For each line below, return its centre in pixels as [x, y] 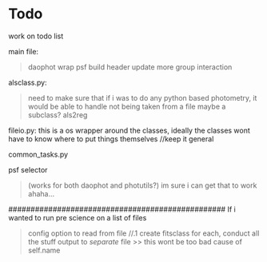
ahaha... [41, 193]
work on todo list [36, 36]
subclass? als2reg [58, 115]
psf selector [28, 169]
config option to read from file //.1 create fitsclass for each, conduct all [143, 233]
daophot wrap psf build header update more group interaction [130, 67]
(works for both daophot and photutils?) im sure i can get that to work [142, 185]
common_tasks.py [38, 154]
